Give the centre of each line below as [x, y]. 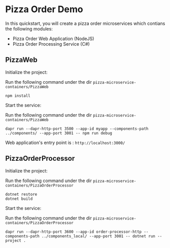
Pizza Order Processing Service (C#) [51, 44]
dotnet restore [21, 194]
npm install [18, 96]
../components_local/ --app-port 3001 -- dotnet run [98, 236]
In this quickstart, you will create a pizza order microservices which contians [85, 23]
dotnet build [19, 199]
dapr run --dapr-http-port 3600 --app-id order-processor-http [74, 232]
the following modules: [29, 28]
